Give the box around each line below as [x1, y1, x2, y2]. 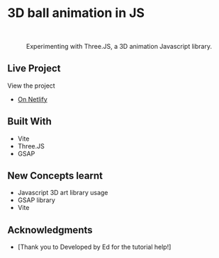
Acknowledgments [7, 224, 94, 236]
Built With [7, 115, 52, 128]
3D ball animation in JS [7, 5, 145, 21]
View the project [7, 81, 55, 90]
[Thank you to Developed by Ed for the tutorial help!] [17, 242, 172, 252]
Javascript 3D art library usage [17, 189, 108, 197]
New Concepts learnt [7, 170, 103, 182]
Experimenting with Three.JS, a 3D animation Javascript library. [26, 42, 213, 50]
